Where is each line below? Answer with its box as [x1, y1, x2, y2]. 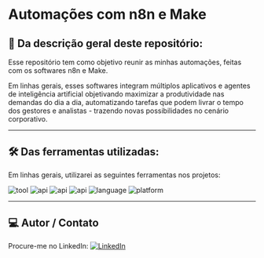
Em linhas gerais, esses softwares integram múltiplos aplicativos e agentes [8, 81, 251, 90]
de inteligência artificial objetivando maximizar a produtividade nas [8, 89, 225, 99]
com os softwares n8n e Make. [8, 66, 108, 75]
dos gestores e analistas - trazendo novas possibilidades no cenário [8, 106, 229, 115]
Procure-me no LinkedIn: [8, 241, 89, 250]
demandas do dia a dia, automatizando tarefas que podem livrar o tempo [8, 98, 244, 107]
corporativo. [8, 114, 48, 123]
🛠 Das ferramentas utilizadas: [8, 145, 159, 158]
